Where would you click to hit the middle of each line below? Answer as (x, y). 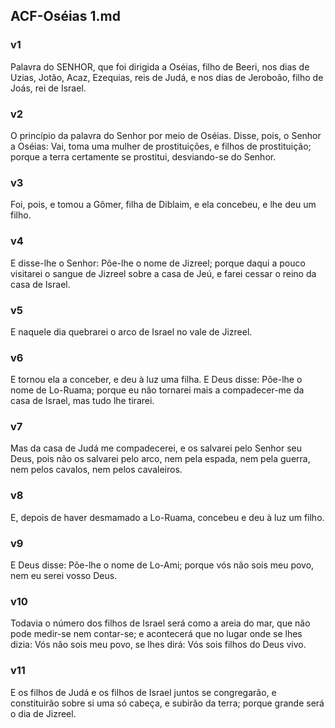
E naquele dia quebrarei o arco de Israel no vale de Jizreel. (131, 331)
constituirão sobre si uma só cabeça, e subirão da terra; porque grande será (167, 703)
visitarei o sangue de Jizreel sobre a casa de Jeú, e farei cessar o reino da (163, 273)
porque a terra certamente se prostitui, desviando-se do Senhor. (143, 156)
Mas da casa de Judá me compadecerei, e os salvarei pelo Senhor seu (156, 448)
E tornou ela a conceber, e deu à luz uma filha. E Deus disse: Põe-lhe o (156, 380)
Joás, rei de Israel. (48, 88)
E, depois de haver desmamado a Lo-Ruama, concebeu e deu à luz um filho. (167, 517)
